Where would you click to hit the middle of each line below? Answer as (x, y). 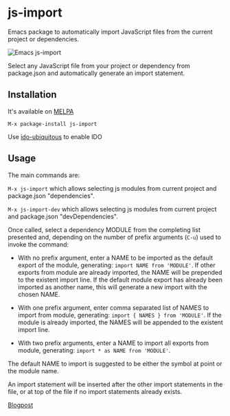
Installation (32, 95)
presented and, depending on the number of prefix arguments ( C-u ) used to (115, 237)
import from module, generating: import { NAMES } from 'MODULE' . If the (120, 315)
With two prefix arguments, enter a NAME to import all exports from (113, 343)
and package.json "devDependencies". (63, 216)
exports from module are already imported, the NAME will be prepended (120, 272)
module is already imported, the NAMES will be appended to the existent (120, 322)
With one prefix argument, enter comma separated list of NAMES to (113, 307)
